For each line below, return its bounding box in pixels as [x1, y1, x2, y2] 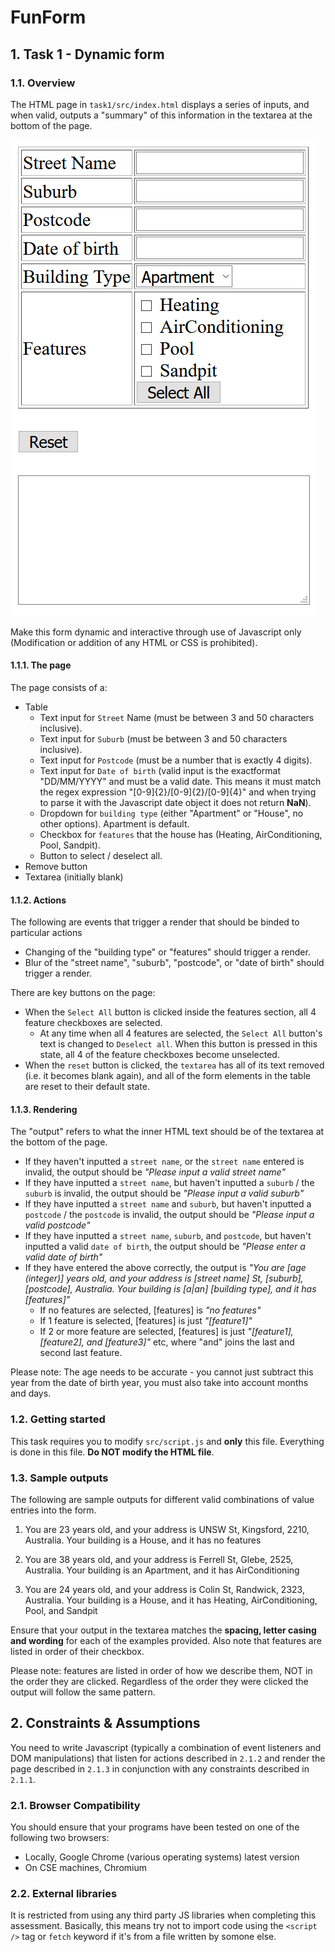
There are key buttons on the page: [10, 987, 156, 999]
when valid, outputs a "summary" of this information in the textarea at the [10, 109, 313, 121]
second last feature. [39, 1347, 123, 1359]
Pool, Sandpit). [39, 839, 101, 851]
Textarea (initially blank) [24, 871, 124, 883]
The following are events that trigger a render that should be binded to [10, 916, 300, 928]
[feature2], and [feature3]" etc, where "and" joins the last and [39, 1336, 295, 1348]
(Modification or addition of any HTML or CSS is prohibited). [10, 636, 258, 648]
